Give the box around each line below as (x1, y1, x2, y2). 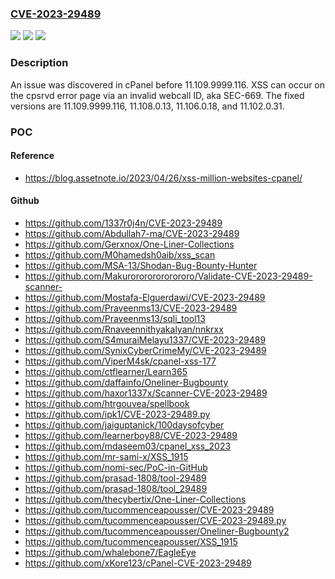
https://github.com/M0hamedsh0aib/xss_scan (24, 248, 216, 261)
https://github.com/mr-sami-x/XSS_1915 (24, 450, 189, 462)
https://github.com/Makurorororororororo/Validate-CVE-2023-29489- (24, 270, 313, 282)
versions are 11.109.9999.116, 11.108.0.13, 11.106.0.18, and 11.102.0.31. (10, 100, 285, 112)
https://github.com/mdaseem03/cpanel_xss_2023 (24, 440, 232, 452)
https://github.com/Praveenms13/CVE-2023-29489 (24, 302, 238, 314)
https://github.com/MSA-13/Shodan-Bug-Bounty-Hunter (24, 259, 258, 271)
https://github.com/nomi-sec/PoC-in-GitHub (24, 461, 208, 473)
